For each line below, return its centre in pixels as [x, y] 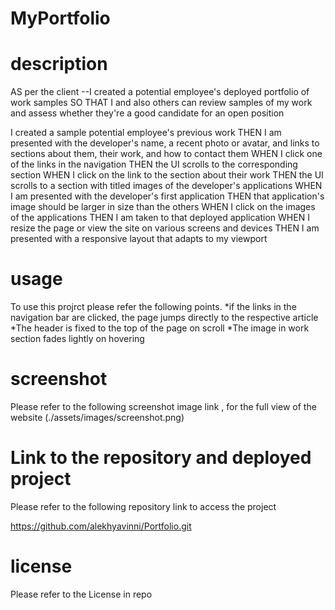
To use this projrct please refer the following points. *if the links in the [153, 307]
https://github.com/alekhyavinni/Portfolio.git [101, 526]
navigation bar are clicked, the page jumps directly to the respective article [164, 318]
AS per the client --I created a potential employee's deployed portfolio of [160, 92]
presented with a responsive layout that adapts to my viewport [139, 239]
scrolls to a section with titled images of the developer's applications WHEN [166, 186]
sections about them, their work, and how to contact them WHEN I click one [166, 154]
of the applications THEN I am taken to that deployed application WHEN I [160, 218]
